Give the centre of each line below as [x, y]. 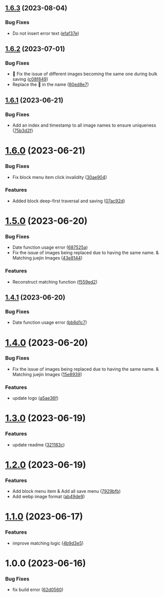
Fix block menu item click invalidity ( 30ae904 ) [60, 177]
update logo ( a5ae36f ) [35, 398]
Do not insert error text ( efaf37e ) [46, 33]
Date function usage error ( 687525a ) [50, 247]
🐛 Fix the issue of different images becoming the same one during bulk [85, 74]
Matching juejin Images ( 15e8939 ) [47, 374]
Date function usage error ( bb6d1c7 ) [50, 322]
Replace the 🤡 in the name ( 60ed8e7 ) [51, 85]
